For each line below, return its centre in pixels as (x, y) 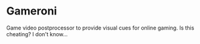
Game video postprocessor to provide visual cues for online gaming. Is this (100, 28)
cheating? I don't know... (37, 34)
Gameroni (32, 11)
